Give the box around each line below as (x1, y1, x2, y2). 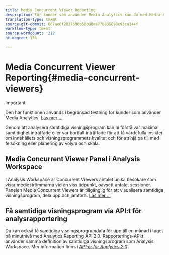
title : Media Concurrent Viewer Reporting (5, 7, 96, 13)
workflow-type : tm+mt (5, 26, 51, 31)
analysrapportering (5, 215, 68, 223)
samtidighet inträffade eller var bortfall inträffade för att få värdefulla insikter (5, 129, 163, 136)
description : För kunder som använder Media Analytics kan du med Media (5, 12, 161, 17)
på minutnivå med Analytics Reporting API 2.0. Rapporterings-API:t (5, 233, 144, 239)
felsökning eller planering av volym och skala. (5, 140, 100, 146)
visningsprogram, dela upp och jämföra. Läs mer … (5, 192, 111, 198)
